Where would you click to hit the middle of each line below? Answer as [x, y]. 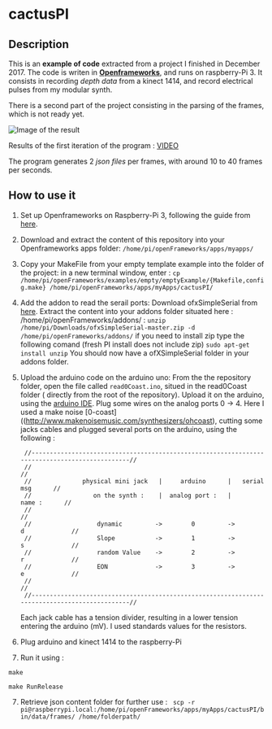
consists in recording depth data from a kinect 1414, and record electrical [131, 81]
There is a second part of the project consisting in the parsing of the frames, [136, 105]
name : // [46, 502]
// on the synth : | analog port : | [128, 495]
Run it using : [42, 657]
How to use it [42, 196]
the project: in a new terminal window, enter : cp [100, 273]
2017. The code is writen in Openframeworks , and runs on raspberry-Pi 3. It [136, 72]
